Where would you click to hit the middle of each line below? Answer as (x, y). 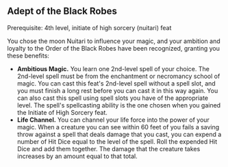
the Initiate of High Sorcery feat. (62, 112)
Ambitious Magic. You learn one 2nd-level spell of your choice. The (113, 68)
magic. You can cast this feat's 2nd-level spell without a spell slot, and (116, 83)
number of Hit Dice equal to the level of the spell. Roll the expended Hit (117, 141)
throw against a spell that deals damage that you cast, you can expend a (119, 134)
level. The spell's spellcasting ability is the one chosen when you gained (119, 105)
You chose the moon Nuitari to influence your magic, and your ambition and (114, 41)
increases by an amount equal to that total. (77, 156)
